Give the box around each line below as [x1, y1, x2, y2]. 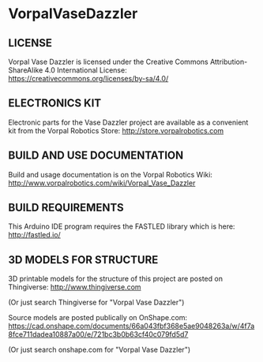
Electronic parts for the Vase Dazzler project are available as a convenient [8, 118, 249, 127]
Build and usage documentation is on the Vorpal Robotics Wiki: [8, 170, 213, 179]
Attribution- [209, 57, 248, 66]
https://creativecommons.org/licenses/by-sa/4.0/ [8, 74, 169, 83]
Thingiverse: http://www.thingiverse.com [8, 282, 141, 292]
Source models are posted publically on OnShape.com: [8, 313, 188, 323]
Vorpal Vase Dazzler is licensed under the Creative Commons [8, 57, 209, 66]
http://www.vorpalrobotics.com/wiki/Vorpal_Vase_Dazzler [8, 178, 196, 188]
